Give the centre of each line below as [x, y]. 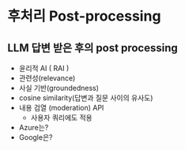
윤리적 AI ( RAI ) [44, 68]
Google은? [36, 137]
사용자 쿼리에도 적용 [61, 118]
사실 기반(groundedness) [59, 88]
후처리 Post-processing [84, 16]
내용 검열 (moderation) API [61, 108]
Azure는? [34, 127]
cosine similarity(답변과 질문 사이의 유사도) [86, 98]
